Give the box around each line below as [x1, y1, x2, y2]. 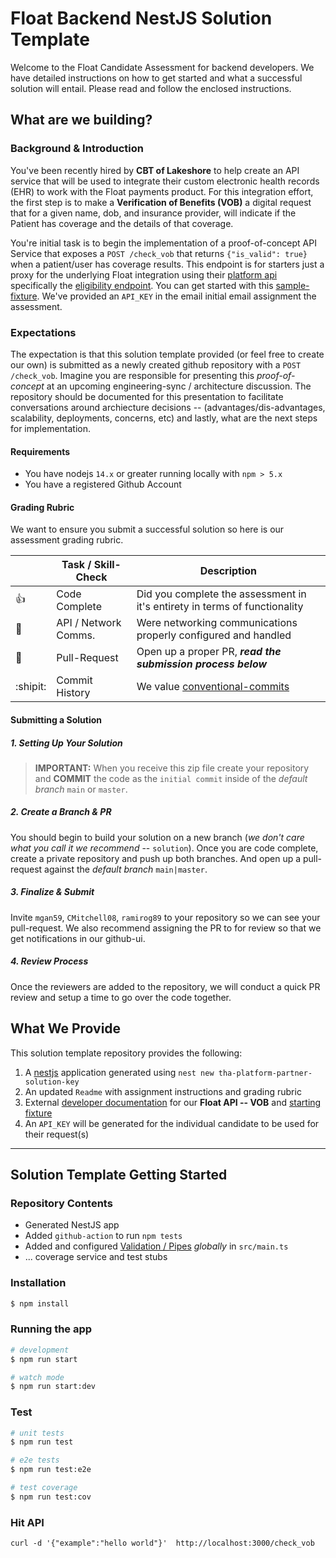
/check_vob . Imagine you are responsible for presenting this [10, 369, 255, 381]
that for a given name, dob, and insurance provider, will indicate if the [10, 207, 297, 219]
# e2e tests [10, 1455, 60, 1466]
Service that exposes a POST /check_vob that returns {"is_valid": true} [10, 247, 308, 259]
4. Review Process [10, 955, 89, 967]
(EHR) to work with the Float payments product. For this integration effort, [10, 185, 314, 197]
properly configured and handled [136, 628, 292, 642]
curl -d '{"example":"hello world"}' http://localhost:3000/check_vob [10, 1538, 315, 1549]
